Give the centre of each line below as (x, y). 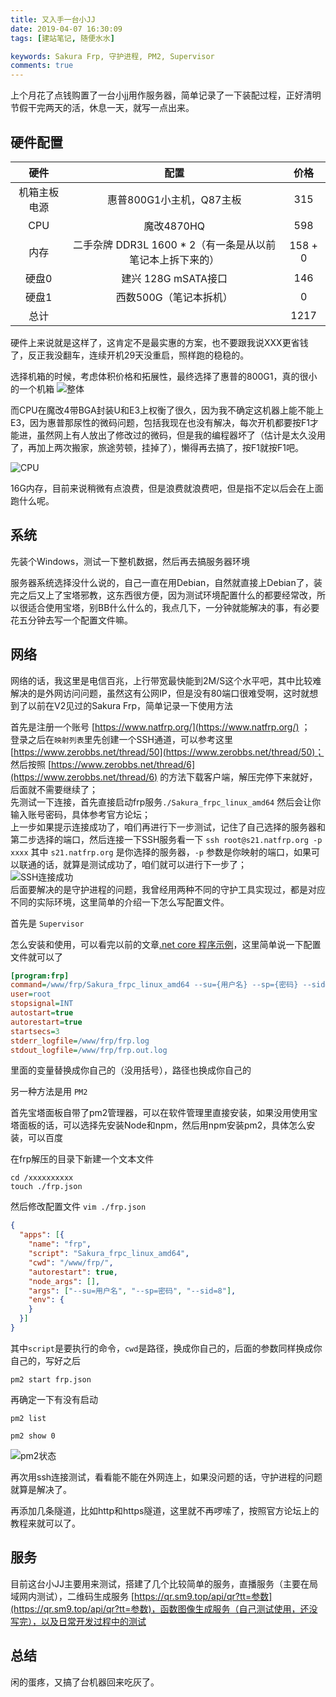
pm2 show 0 (33, 1436)
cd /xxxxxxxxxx (42, 1178)
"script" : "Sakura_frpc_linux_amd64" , (109, 1254)
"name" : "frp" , (60, 1244)
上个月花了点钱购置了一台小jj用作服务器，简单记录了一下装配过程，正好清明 (166, 95)
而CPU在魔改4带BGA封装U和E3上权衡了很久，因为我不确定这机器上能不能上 (167, 410)
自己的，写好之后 (45, 1360)
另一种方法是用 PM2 (49, 1092)
